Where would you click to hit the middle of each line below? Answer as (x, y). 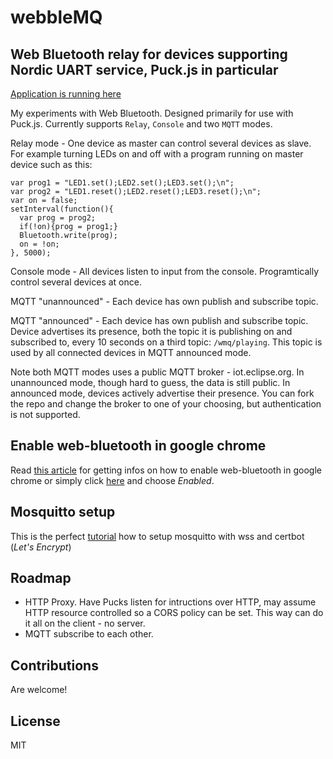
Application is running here (66, 94)
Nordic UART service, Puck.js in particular (144, 69)
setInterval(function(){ (62, 209)
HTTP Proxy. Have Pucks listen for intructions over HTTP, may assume (170, 602)
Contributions (54, 665)
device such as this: (51, 164)
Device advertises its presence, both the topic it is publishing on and (151, 331)
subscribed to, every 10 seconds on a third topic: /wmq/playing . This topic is (166, 342)
